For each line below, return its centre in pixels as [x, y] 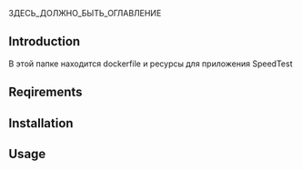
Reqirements [45, 92]
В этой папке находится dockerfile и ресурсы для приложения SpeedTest [151, 64]
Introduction [45, 41]
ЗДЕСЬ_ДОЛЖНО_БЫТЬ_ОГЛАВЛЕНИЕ [85, 13]
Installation [41, 123]
